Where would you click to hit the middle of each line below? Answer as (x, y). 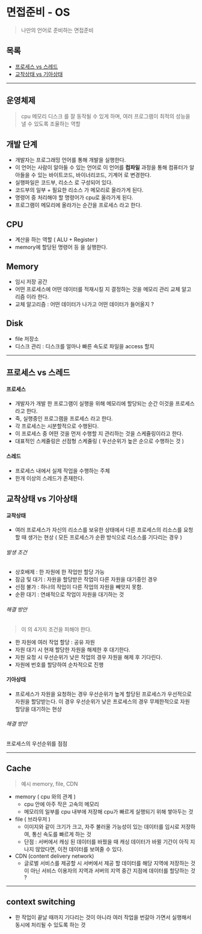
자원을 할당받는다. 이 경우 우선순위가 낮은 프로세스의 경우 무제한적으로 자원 (103, 701)
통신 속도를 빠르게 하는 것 (62, 834)
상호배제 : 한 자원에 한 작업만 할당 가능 (60, 572)
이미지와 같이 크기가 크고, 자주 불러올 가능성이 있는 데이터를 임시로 (102, 826)
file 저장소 (27, 339)
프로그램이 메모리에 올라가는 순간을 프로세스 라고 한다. (78, 205)
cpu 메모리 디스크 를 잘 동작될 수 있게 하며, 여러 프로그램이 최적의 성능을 (106, 116)
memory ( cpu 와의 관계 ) (45, 796)
